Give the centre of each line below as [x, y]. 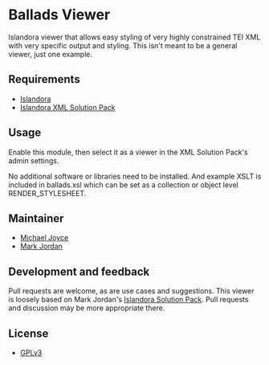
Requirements [44, 79]
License [29, 333]
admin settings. [34, 160]
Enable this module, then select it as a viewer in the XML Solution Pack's [128, 152]
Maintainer [36, 218]
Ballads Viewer [59, 15]
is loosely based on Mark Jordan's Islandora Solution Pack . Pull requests [128, 300]
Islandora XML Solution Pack [67, 107]
